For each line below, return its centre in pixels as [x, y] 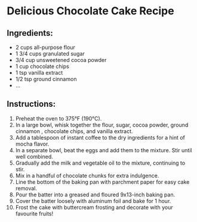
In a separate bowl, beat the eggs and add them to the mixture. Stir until [104, 150]
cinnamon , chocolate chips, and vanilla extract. [74, 131]
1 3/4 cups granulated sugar [50, 54]
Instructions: [31, 104]
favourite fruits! [34, 214]
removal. [26, 188]
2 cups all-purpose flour [45, 47]
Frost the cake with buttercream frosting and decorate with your [94, 207]
